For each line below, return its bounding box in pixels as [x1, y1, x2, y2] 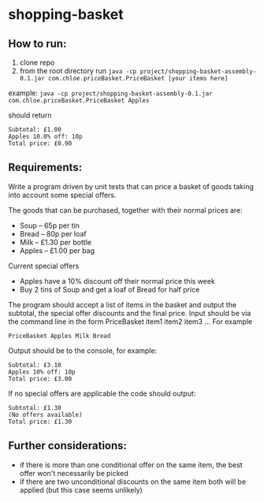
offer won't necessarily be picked [19, 468, 128, 478]
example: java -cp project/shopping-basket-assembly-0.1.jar [8, 88, 213, 98]
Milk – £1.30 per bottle [19, 237, 92, 247]
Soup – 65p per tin [19, 221, 80, 230]
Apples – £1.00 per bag [19, 246, 95, 255]
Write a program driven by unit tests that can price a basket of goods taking [8, 181, 254, 191]
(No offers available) [8, 411, 83, 418]
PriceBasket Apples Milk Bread [8, 332, 111, 340]
